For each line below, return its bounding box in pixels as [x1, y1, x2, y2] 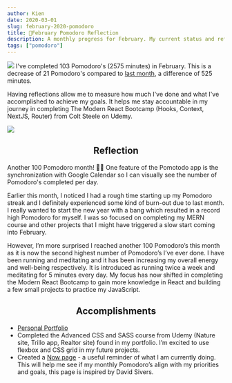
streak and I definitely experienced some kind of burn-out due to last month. [7, 198, 224, 207]
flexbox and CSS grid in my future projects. [17, 346, 140, 354]
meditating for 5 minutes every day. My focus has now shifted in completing [7, 271, 223, 279]
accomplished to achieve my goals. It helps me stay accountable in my [7, 97, 209, 106]
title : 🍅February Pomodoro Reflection [7, 29, 119, 37]
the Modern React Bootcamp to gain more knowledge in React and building [7, 277, 221, 286]
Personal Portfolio [17, 324, 68, 332]
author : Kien [7, 10, 45, 17]
